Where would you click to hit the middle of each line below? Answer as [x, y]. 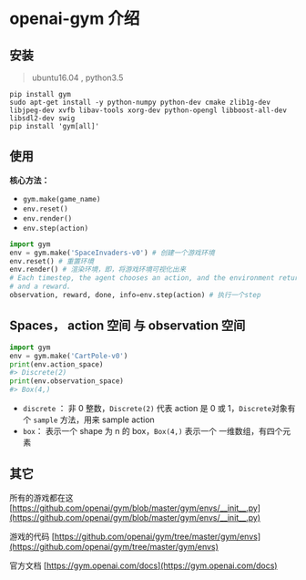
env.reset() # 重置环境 [51, 261]
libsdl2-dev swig [42, 119]
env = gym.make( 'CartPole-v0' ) [69, 356]
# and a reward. [40, 287]
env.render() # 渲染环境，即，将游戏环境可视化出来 [98, 270]
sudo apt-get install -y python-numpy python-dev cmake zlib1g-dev [140, 102]
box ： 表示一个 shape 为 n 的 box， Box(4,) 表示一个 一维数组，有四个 [153, 431]
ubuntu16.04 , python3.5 [77, 78]
